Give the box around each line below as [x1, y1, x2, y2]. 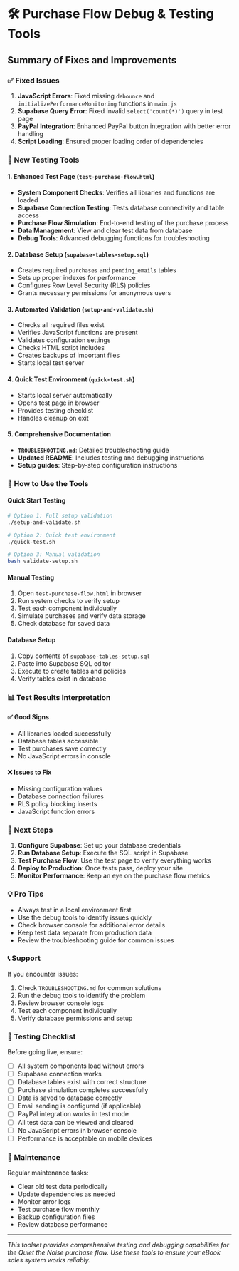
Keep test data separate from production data [17, 928, 152, 937]
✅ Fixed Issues [7, 76, 60, 86]
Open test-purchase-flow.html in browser [17, 589, 142, 597]
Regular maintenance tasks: [7, 1168, 89, 1177]
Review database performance [17, 1220, 108, 1229]
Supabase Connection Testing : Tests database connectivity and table [17, 204, 225, 212]
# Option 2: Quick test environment [7, 532, 116, 539]
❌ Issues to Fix [7, 768, 52, 777]
